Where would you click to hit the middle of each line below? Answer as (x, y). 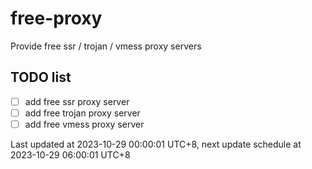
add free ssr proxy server (77, 101)
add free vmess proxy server (84, 124)
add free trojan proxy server (82, 113)
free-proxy (56, 18)
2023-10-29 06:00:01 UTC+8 (70, 154)
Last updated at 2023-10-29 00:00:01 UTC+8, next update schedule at (156, 144)
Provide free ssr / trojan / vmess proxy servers (106, 46)
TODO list (41, 77)
